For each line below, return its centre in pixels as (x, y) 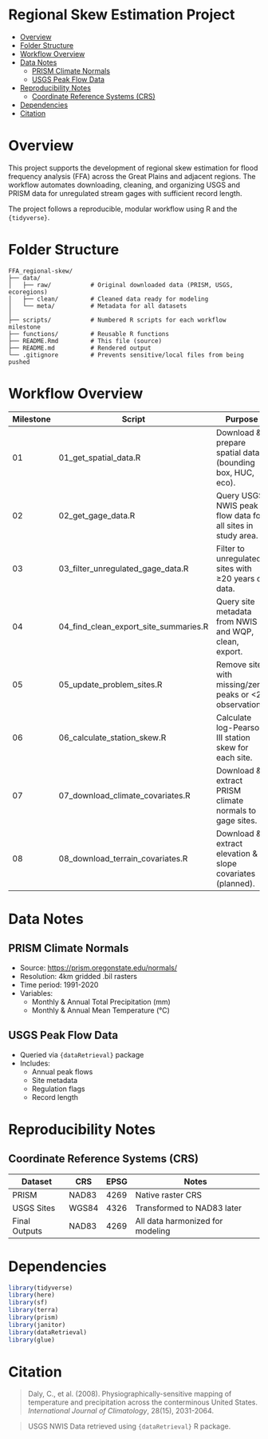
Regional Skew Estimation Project (122, 15)
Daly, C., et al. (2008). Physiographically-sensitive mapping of (130, 1394)
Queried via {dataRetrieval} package (82, 1054)
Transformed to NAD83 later (188, 1208)
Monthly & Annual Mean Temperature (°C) (100, 1010)
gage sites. (236, 820)
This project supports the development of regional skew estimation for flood (133, 168)
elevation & (236, 853)
